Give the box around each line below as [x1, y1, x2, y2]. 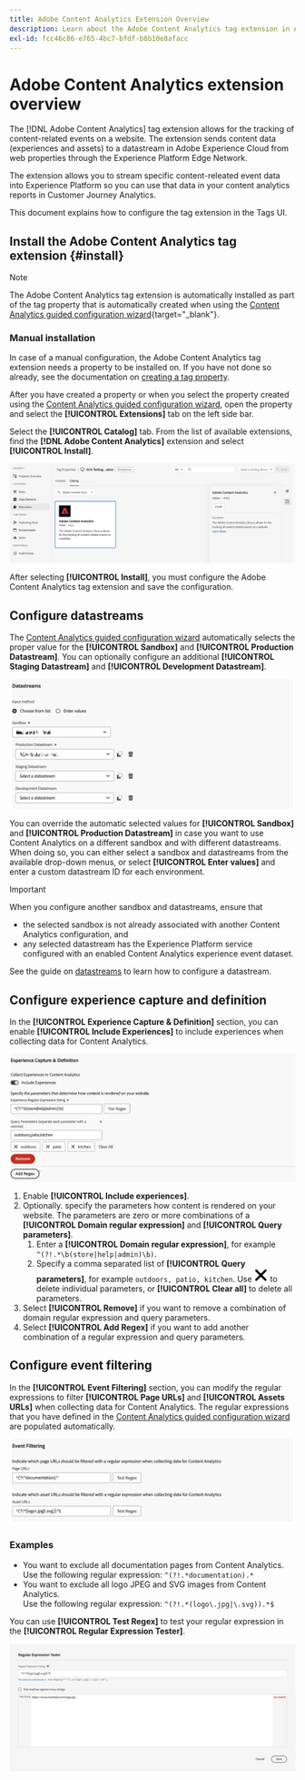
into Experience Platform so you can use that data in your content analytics [9, 180, 290, 191]
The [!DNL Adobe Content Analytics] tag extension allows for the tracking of [9, 124, 295, 135]
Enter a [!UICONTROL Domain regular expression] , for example [35, 1239, 276, 1249]
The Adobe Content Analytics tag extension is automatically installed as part [9, 289, 295, 300]
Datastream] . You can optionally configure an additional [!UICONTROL [9, 651, 275, 662]
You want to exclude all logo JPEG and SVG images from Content [22, 1579, 267, 1590]
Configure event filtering [9, 1358, 152, 1373]
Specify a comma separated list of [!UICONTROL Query [35, 1258, 246, 1269]
